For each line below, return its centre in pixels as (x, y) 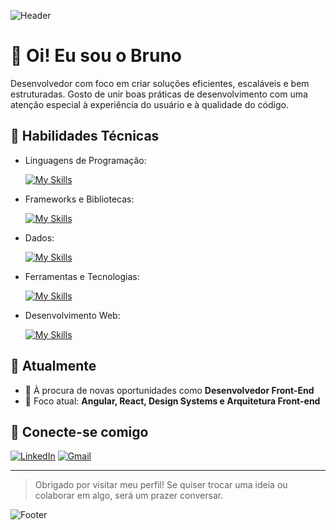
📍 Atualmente (53, 366)
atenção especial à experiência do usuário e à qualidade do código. (149, 104)
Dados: (39, 237)
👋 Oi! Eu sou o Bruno (96, 56)
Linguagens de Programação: (85, 160)
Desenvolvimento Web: (72, 315)
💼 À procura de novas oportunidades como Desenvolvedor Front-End (169, 390)
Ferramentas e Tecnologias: (82, 276)
